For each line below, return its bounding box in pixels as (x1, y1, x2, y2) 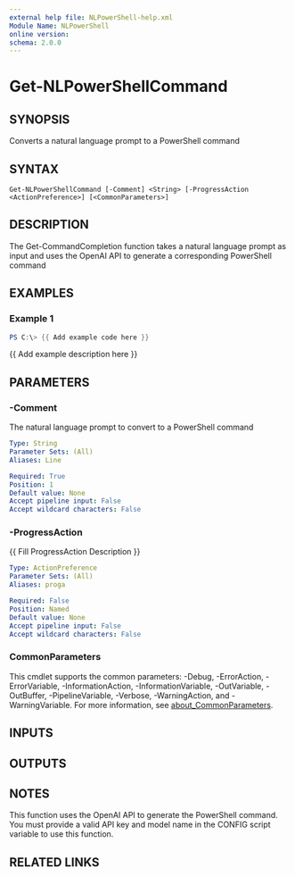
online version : (9, 29, 70, 38)
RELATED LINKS (9, 855, 100, 870)
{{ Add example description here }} (9, 349, 138, 360)
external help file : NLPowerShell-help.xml (9, 13, 174, 22)
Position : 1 (9, 480, 53, 489)
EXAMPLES (9, 286, 74, 301)
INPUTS (9, 725, 53, 741)
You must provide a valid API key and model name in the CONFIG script (9, 819, 271, 830)
